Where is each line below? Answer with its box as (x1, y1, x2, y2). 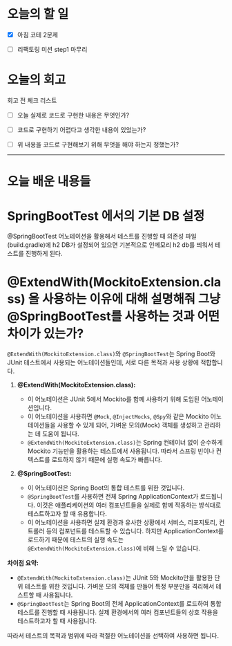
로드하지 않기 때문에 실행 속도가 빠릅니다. (51, 456, 162, 464)
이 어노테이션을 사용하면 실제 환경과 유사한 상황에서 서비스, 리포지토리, (27, 518, 217, 526)
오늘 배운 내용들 (7, 174, 91, 190)
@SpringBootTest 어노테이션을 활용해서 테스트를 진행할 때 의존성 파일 (7, 232, 197, 241)
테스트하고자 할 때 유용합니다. (27, 510, 107, 518)
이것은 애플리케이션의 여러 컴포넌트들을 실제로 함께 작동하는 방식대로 (37, 501, 222, 509)
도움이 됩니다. (42, 430, 79, 438)
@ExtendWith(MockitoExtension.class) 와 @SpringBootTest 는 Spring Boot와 (7, 350, 216, 358)
